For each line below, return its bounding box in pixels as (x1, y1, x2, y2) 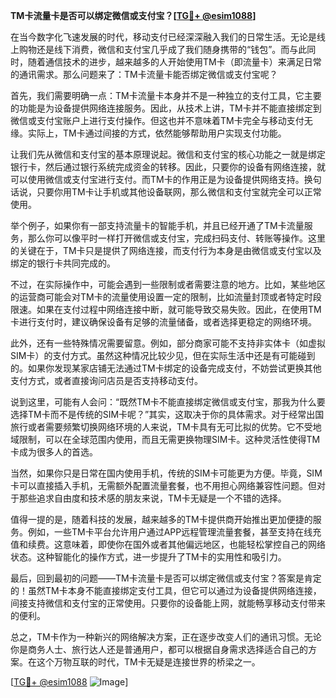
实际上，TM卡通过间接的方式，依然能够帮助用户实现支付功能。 (27, 127, 287, 139)
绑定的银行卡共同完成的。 (10, 257, 116, 269)
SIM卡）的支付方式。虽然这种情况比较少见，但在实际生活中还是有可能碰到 (10, 350, 316, 361)
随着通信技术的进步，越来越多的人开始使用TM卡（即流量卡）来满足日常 (27, 56, 322, 68)
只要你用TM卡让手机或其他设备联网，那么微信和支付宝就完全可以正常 (36, 186, 322, 198)
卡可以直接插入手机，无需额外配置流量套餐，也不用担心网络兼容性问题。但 (10, 480, 317, 491)
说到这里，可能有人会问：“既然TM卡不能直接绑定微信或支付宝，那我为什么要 (10, 396, 326, 408)
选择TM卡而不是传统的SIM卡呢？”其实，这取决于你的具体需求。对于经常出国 (10, 409, 325, 420)
